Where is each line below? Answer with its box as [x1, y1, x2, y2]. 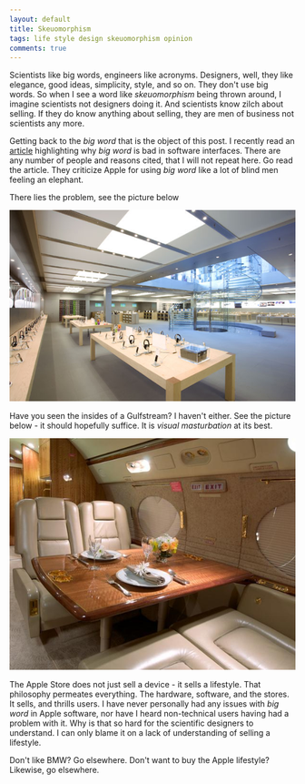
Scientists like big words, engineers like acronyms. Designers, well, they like [9, 69, 293, 81]
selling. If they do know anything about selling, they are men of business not [9, 108, 295, 119]
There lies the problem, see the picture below [9, 192, 180, 203]
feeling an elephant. [9, 174, 84, 186]
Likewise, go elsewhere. [9, 764, 100, 775]
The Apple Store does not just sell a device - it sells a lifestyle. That [9, 678, 261, 689]
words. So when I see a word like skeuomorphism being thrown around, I [9, 89, 281, 100]
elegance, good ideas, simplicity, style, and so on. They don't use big [9, 79, 269, 90]
